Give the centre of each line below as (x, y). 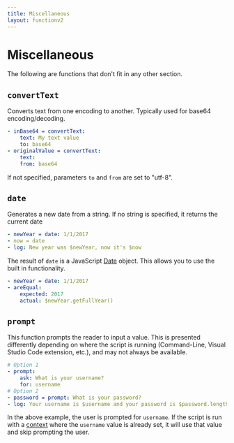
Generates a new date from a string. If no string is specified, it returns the (112, 215)
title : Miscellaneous (39, 14)
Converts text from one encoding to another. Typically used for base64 (109, 111)
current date (25, 221)
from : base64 (39, 164)
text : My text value (49, 138)
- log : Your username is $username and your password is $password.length (118, 404)
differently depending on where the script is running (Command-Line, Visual (117, 345)
